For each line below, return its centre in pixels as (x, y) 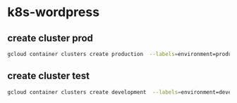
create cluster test (49, 76)
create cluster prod (50, 38)
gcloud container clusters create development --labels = (94, 92)
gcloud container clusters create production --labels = (93, 54)
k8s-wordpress (54, 12)
